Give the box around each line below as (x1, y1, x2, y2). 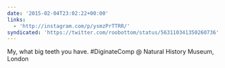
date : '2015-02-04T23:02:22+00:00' (7, 10, 109, 17)
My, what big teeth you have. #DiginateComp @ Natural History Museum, (7, 48, 214, 56)
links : (7, 16, 26, 23)
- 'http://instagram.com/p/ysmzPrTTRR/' (13, 22, 130, 29)
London (7, 55, 29, 63)
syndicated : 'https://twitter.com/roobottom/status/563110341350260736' (7, 29, 220, 36)
